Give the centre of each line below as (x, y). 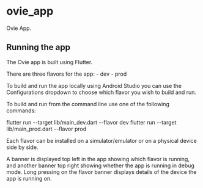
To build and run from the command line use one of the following (88, 104)
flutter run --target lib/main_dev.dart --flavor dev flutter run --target (91, 122)
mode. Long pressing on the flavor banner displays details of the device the (102, 172)
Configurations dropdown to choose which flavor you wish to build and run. (102, 92)
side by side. (22, 147)
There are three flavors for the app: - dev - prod (67, 74)
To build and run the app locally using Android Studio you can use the (94, 85)
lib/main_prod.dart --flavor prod (46, 129)
